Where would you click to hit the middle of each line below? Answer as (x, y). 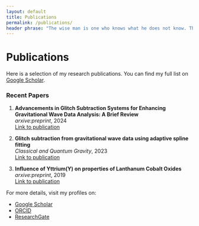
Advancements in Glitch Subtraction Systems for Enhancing (90, 108)
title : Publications (32, 17)
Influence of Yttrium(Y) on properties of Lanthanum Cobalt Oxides (98, 169)
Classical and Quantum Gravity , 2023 (61, 151)
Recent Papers (28, 95)
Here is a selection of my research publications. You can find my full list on (97, 74)
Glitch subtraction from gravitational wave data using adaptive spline (102, 138)
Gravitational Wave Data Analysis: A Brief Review (77, 114)
